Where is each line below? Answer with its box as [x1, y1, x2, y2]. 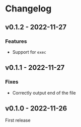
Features [5, 38, 27, 45]
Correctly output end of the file [12, 90, 76, 96]
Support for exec [12, 49, 46, 55]
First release [5, 118, 31, 124]
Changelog [5, 3, 52, 14]
